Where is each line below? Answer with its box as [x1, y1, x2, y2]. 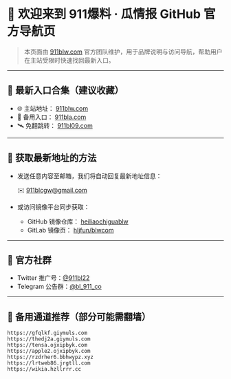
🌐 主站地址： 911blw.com [16, 104, 89, 112]
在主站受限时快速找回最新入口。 [23, 56, 115, 64]
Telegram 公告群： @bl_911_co [16, 283, 102, 291]
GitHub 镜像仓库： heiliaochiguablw [27, 217, 129, 226]
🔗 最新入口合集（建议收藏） [7, 85, 124, 96]
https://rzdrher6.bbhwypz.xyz [7, 354, 94, 361]
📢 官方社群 [7, 254, 52, 266]
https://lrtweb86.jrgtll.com [7, 360, 91, 367]
